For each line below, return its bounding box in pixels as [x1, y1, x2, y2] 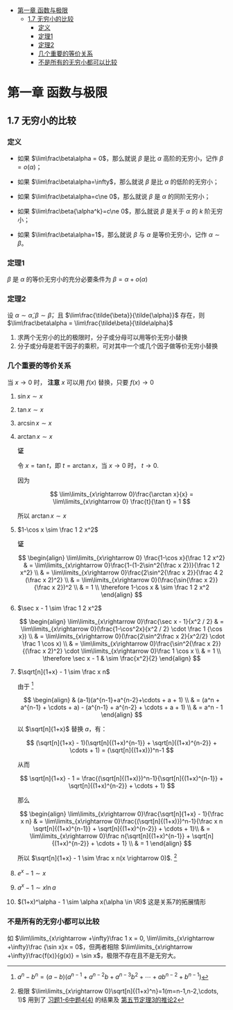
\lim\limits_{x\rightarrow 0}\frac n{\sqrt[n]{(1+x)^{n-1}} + [29, 832, 191, 840]
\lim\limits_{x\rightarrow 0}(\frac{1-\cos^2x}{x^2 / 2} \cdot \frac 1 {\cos [20, 625, 223, 633]
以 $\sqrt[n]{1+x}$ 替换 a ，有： [17, 725, 107, 733]
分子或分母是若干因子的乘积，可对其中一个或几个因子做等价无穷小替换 [17, 342, 218, 350]
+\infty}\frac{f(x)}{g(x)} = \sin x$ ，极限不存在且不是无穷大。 [7, 951, 180, 959]
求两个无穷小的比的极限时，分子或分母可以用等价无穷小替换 [17, 333, 188, 342]
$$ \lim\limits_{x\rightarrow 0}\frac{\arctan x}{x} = [49, 489, 194, 498]
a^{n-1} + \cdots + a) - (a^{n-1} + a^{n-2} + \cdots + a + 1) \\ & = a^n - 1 [20, 703, 223, 712]
